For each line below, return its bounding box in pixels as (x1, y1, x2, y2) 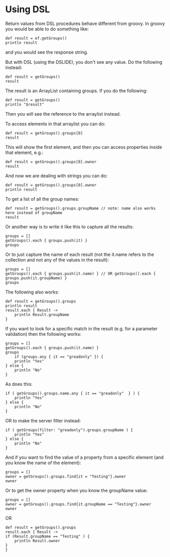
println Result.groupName (14, 312, 70, 317)
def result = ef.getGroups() (5, 36, 67, 41)
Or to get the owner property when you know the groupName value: (5, 487, 148, 493)
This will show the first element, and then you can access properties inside (5, 144, 162, 150)
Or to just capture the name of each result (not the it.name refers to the (5, 251, 154, 257)
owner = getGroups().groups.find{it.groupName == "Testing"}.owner (5, 501, 152, 507)
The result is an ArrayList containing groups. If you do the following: (5, 88, 148, 94)
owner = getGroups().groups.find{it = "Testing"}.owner (5, 474, 126, 479)
